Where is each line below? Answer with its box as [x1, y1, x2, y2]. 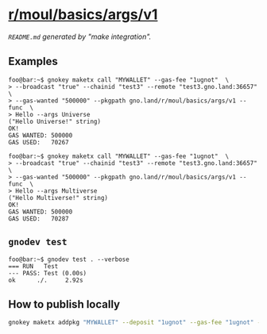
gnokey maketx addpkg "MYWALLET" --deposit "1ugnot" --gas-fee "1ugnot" [8, 319, 254, 327]
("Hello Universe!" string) [8, 117, 102, 125]
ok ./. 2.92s [8, 276, 83, 284]
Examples [8, 55, 58, 68]
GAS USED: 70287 [8, 214, 69, 223]
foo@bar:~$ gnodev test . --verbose [8, 255, 130, 263]
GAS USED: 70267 [8, 138, 69, 146]
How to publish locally [8, 298, 121, 311]
